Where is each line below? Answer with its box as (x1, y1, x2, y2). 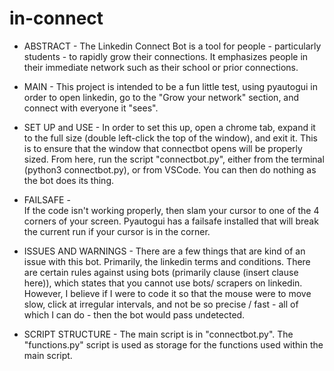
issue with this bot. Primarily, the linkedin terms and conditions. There (23, 255, 311, 267)
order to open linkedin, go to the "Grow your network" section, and (23, 91, 300, 103)
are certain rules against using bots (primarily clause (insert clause (23, 266, 299, 278)
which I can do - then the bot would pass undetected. (23, 308, 246, 321)
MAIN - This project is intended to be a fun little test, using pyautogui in (23, 80, 319, 92)
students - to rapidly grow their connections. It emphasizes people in (23, 50, 309, 62)
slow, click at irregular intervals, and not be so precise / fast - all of (23, 298, 299, 310)
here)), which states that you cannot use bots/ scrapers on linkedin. (23, 277, 303, 289)
